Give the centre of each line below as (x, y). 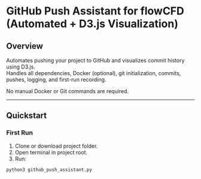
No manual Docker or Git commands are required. (68, 91)
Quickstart (27, 116)
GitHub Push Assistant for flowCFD (95, 11)
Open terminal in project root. (51, 152)
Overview (25, 46)
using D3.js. (21, 67)
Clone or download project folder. (56, 146)
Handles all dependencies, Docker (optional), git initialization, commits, (94, 73)
